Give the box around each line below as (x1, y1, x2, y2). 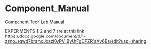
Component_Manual (5, 3, 89, 14)
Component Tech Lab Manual (5, 19, 64, 24)
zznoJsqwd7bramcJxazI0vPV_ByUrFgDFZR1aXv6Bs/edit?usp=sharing (5, 38, 147, 44)
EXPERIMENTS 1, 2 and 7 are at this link (5, 28, 84, 34)
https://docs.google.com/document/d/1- (5, 33, 86, 39)
